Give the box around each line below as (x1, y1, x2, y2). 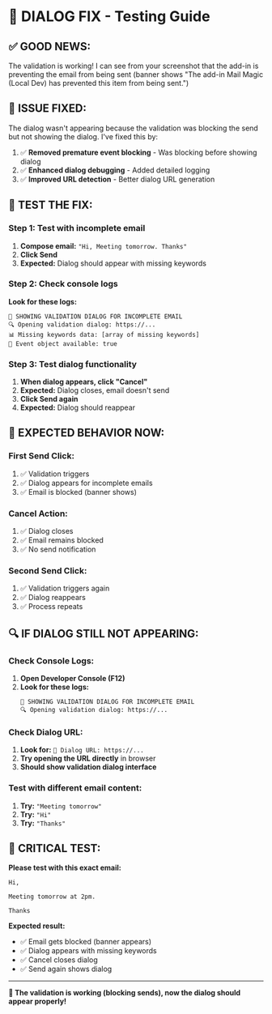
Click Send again (19, 394, 79, 404)
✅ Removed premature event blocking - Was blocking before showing (19, 147, 257, 157)
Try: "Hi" (19, 809, 51, 819)
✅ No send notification (19, 544, 96, 554)
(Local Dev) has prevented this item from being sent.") (8, 79, 189, 87)
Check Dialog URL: (8, 726, 83, 738)
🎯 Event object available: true (8, 339, 117, 347)
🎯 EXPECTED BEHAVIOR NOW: (8, 426, 165, 440)
